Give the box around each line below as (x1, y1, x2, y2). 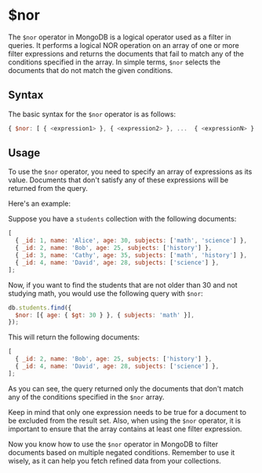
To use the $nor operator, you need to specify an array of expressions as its (8, 167, 253, 177)
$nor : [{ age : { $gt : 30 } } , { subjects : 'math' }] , (15, 311, 195, 319)
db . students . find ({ (8, 303, 72, 312)
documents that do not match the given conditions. (8, 65, 173, 75)
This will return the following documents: (8, 332, 140, 342)
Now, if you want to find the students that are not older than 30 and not (8, 280, 238, 289)
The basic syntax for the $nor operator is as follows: (8, 109, 176, 119)
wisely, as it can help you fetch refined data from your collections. (8, 456, 221, 465)
